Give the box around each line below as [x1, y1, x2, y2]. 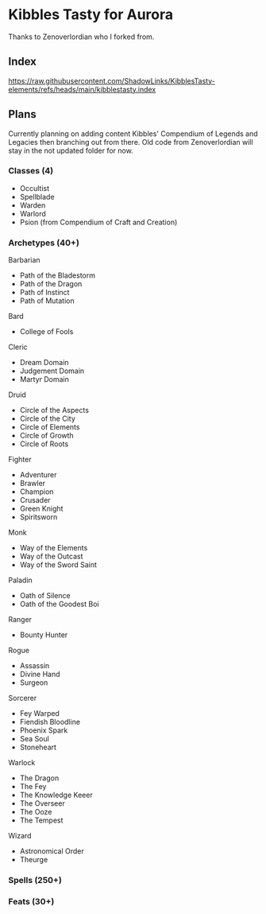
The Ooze [19, 807, 52, 817]
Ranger [8, 615, 33, 624]
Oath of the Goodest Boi [19, 599, 99, 609]
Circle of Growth [19, 431, 74, 441]
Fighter [8, 455, 32, 465]
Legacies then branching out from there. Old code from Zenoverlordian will [8, 137, 253, 146]
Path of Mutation [19, 296, 75, 305]
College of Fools [19, 327, 74, 336]
